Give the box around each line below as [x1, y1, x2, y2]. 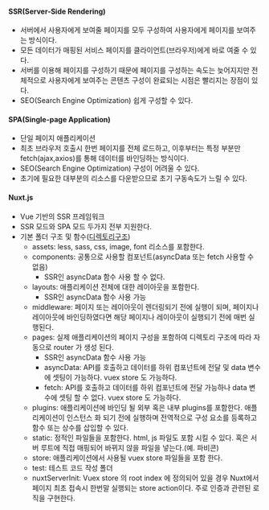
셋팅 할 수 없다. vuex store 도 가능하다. [59, 393, 181, 402]
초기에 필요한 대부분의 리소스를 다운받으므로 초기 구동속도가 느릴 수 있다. [19, 174, 247, 183]
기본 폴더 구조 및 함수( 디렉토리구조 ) [19, 232, 131, 241]
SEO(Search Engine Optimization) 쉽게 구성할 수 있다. [19, 96, 194, 105]
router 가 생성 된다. [53, 342, 115, 352]
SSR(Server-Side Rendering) [8, 6, 106, 16]
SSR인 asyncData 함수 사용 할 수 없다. [43, 272, 165, 282]
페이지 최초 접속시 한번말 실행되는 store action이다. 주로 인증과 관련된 [31, 483, 251, 492]
